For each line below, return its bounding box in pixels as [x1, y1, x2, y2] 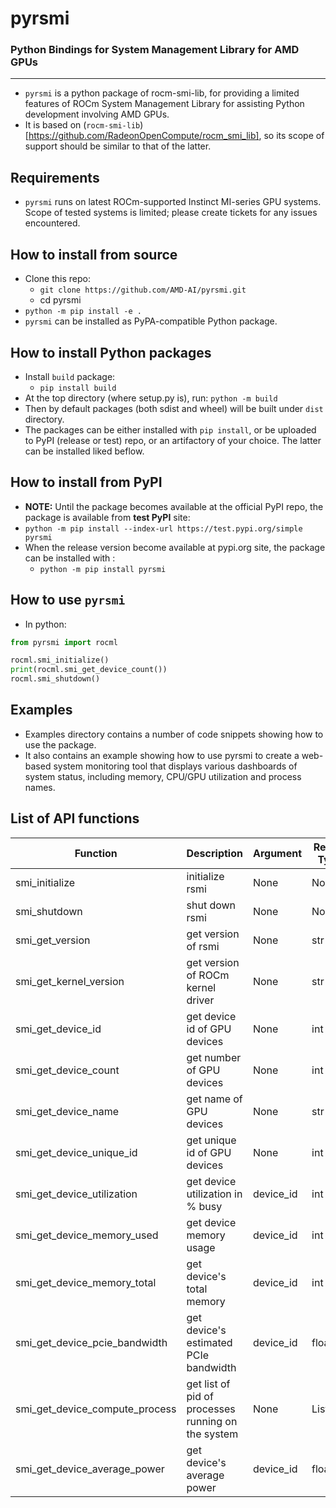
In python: [24, 618, 67, 630]
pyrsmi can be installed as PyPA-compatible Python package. [24, 315, 278, 327]
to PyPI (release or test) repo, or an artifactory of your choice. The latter [24, 434, 322, 446]
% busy [186, 1199, 223, 1213]
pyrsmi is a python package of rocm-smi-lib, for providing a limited [24, 87, 300, 99]
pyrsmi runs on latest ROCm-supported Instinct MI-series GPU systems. [24, 196, 322, 208]
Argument [252, 846, 303, 860]
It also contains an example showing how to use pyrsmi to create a [24, 749, 300, 761]
